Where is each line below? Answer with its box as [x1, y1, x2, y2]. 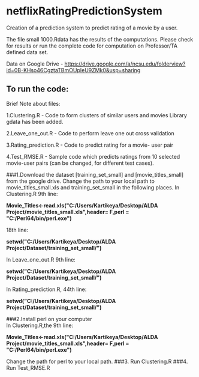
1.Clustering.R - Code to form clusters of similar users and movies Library [6, 111, 188, 118]
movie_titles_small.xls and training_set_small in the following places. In [6, 183, 180, 191]
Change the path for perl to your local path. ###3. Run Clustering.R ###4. [6, 358, 188, 365]
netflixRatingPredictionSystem [6, 4, 163, 18]
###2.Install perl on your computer [6, 315, 92, 322]
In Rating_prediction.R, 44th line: [6, 286, 87, 293]
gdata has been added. [6, 118, 64, 125]
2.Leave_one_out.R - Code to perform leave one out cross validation [6, 129, 175, 136]
